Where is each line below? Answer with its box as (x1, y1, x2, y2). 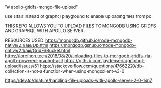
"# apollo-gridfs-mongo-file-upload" (5, 4, 78, 10)
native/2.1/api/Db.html (5, 43, 49, 48)
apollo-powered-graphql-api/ (5, 58, 64, 63)
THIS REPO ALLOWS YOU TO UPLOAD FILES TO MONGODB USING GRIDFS (5, 23, 156, 29)
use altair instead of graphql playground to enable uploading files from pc (5, 14, 152, 19)
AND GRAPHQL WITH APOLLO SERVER (5, 28, 84, 33)
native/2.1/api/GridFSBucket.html (5, 48, 71, 53)
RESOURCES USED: (5, 37, 45, 43)
